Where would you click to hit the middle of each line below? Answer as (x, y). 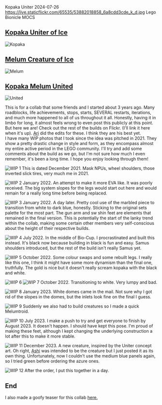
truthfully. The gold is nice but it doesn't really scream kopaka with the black (81, 268)
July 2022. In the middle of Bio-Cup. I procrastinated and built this (89, 238)
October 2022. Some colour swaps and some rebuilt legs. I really (87, 258)
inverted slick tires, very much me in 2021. (47, 174)
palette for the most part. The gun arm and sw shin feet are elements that (78, 213)
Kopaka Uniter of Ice (36, 33)
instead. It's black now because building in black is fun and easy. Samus (77, 243)
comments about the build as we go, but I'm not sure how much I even (75, 154)
